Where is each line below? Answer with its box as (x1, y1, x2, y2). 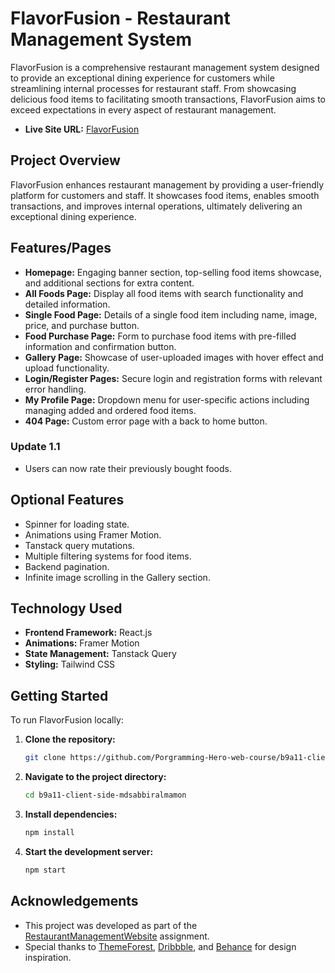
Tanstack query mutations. (24, 539, 135, 551)
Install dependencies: (24, 808, 118, 821)
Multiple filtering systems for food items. (24, 550, 192, 562)
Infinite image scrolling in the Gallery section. (24, 571, 211, 583)
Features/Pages (10, 240, 112, 257)
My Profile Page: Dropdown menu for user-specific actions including (24, 393, 310, 406)
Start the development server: (24, 845, 154, 857)
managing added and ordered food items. (24, 404, 197, 416)
